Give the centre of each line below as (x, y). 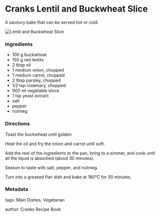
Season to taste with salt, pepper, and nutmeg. (52, 167)
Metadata (16, 189)
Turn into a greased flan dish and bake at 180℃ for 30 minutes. (68, 177)
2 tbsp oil (21, 65)
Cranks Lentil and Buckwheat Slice (76, 9)
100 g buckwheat (29, 55)
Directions (17, 124)
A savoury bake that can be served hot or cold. (52, 22)
